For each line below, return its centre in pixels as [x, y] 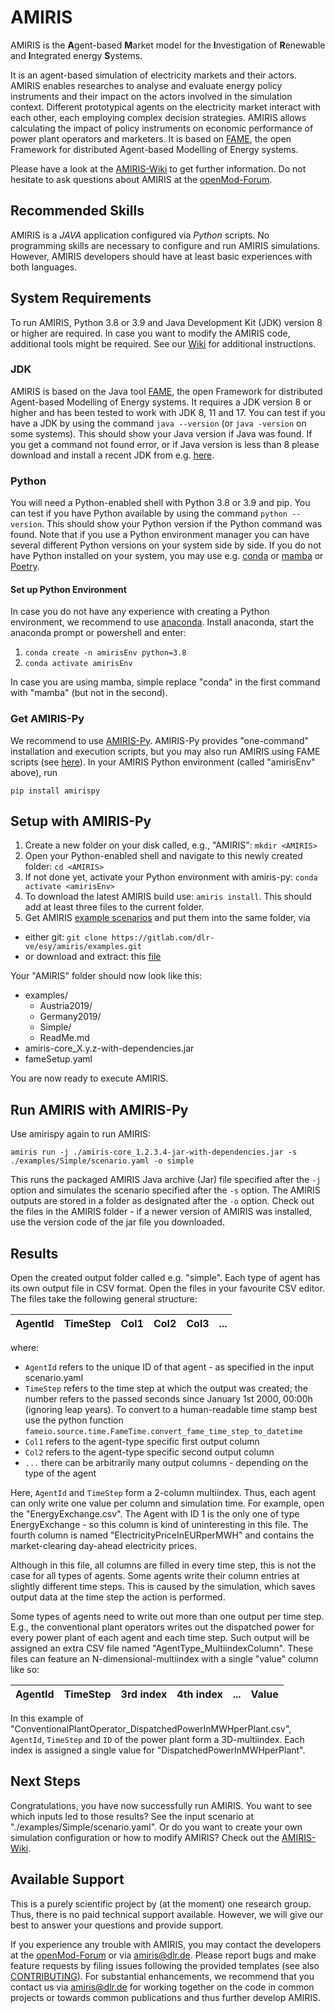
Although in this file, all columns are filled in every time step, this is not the [163, 1565]
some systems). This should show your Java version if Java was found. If [161, 433]
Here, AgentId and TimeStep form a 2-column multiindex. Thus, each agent [163, 1493]
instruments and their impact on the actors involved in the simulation [151, 96]
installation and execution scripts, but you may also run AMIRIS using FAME [165, 751]
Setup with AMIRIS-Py [81, 821]
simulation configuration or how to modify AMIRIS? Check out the [145, 1837]
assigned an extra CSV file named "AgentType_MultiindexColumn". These [162, 1648]
